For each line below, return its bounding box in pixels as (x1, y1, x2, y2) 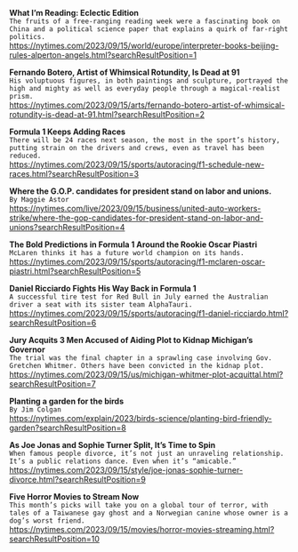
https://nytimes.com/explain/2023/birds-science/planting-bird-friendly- (9, 413, 273, 423)
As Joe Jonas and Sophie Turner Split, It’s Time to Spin (9, 440, 216, 450)
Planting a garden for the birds (9, 396, 125, 406)
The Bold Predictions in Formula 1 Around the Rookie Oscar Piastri (9, 239, 258, 250)
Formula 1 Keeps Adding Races (9, 126, 126, 137)
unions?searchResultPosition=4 (9, 222, 125, 232)
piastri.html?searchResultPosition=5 (9, 266, 141, 276)
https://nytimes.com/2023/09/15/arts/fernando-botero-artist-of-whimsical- (9, 100, 286, 110)
